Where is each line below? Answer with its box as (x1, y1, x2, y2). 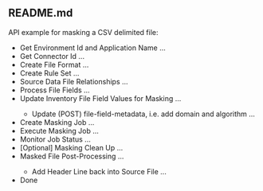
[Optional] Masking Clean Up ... (19, 142, 124, 152)
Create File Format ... (19, 60, 89, 69)
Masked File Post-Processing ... (19, 151, 124, 161)
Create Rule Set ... (19, 68, 80, 78)
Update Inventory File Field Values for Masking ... (19, 93, 182, 103)
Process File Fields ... (19, 85, 90, 95)
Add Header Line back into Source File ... (31, 166, 167, 176)
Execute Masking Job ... (19, 126, 100, 135)
